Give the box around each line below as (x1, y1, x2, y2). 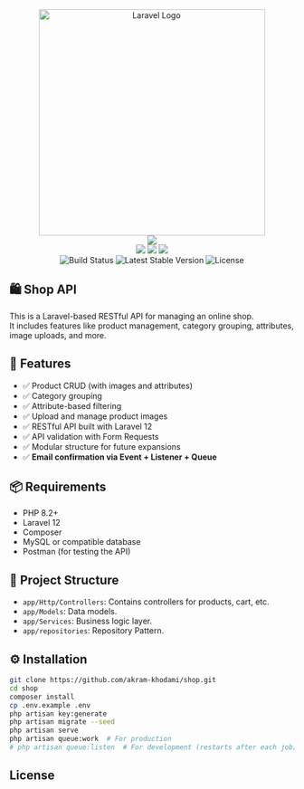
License (9, 768, 55, 784)
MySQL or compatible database (22, 537, 141, 547)
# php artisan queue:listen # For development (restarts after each (9, 743, 278, 752)
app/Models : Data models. (22, 606, 118, 617)
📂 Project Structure (9, 572, 119, 587)
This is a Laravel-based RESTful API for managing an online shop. (9, 310, 254, 321)
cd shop (9, 683, 39, 693)
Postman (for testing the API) (22, 547, 131, 557)
